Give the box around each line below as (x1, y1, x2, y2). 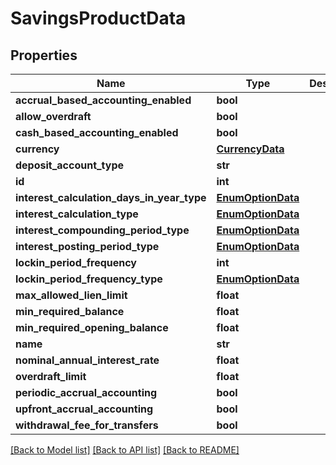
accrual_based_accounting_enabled (15, 93, 192, 107)
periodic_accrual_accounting (15, 386, 158, 399)
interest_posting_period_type (15, 240, 160, 253)
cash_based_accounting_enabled (15, 126, 179, 139)
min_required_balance (15, 305, 125, 318)
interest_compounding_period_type (15, 223, 190, 237)
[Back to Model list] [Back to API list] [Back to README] (10, 444, 240, 456)
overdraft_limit (15, 370, 87, 383)
